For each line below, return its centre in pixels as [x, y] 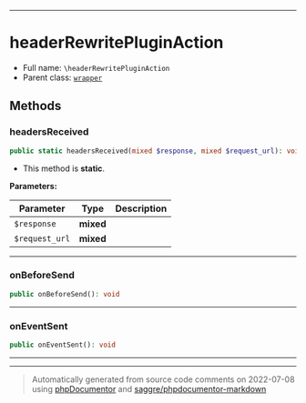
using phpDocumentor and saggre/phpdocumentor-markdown [149, 388]
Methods [36, 106]
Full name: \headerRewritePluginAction [96, 67]
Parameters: [33, 186]
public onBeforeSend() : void [65, 294]
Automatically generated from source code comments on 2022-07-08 [163, 379]
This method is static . [64, 168]
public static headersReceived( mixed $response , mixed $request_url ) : [146, 151]
